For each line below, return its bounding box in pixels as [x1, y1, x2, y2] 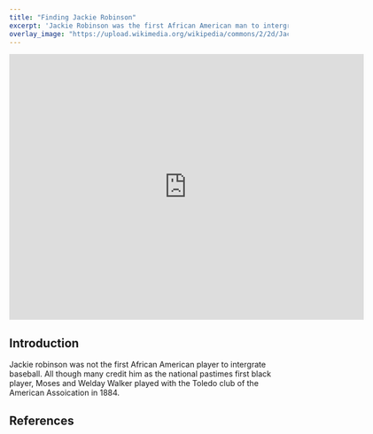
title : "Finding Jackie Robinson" [9, 12, 137, 22]
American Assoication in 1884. [9, 387, 120, 399]
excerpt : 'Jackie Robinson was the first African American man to [9, 21, 260, 30]
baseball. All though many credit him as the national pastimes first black [9, 368, 272, 379]
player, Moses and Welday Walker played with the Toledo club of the [9, 378, 260, 389]
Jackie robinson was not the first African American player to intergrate [9, 360, 267, 370]
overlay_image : [9, 29, 66, 38]
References [9, 413, 74, 428]
